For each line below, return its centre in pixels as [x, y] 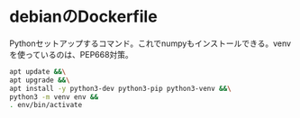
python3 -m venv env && [54, 97]
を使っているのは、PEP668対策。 [71, 54]
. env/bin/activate [46, 105]
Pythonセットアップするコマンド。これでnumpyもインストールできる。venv [150, 43]
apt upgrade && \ [40, 80]
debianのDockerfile [83, 17]
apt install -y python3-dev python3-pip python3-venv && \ [120, 88]
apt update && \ [38, 71]
